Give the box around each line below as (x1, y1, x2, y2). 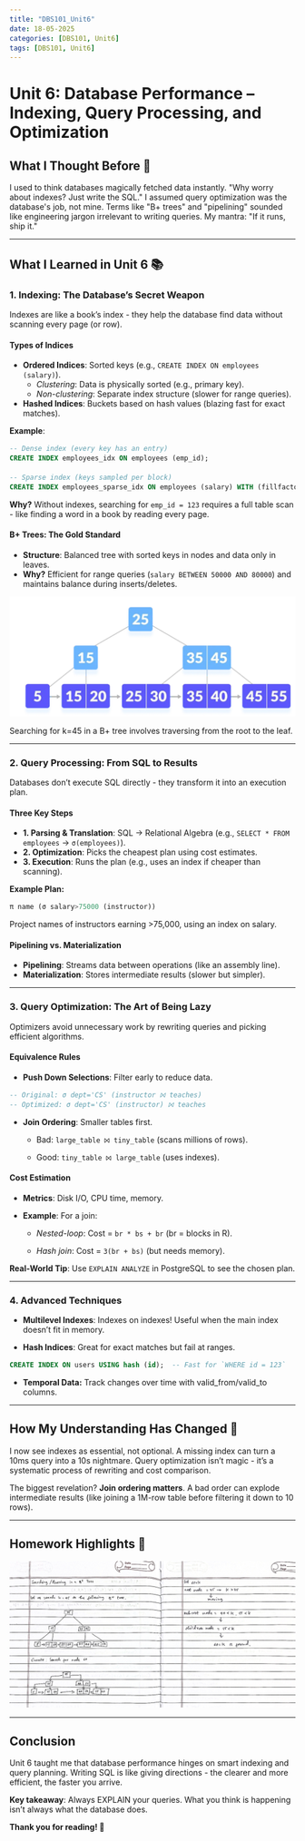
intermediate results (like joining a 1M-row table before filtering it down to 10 (9, 1492, 294, 1503)
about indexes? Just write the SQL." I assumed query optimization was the (9, 191, 288, 203)
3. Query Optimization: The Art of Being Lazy (9, 1001, 212, 1014)
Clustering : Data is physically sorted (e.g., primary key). (35, 379, 245, 390)
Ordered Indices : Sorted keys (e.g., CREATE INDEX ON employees (22, 359, 260, 371)
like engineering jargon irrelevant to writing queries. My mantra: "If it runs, (9, 211, 286, 222)
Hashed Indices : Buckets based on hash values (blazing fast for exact (22, 398, 286, 409)
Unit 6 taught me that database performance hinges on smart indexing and (9, 1758, 290, 1768)
